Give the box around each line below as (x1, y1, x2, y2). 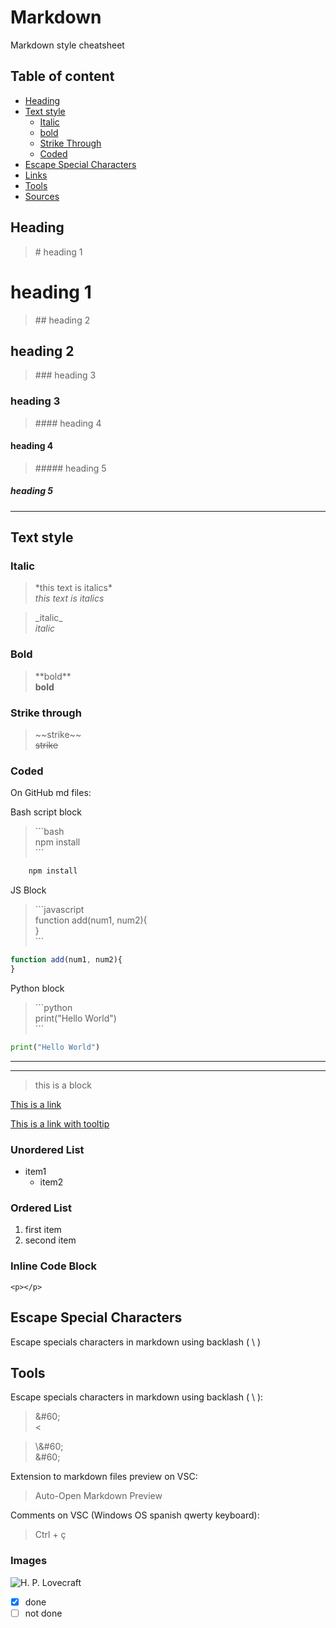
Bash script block (10, 806, 82, 818)
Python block (10, 982, 65, 994)
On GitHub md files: (10, 787, 92, 799)
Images (10, 1554, 48, 1568)
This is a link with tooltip (10, 1117, 110, 1130)
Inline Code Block (10, 1259, 97, 1273)
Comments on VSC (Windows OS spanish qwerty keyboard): (10, 1509, 260, 1521)
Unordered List (10, 1142, 85, 1156)
